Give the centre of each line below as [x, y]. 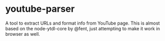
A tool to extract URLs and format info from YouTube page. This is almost [83, 23]
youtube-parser [40, 9]
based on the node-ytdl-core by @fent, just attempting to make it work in [83, 28]
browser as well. [23, 34]
